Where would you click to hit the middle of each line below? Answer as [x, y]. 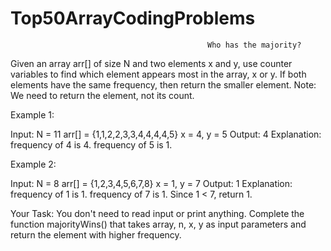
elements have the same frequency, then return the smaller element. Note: [163, 84]
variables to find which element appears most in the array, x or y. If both [158, 74]
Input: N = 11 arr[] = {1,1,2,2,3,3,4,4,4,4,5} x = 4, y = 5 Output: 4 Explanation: [166, 134]
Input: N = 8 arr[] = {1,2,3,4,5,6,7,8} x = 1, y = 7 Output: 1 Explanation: [151, 183]
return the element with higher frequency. [96, 234]
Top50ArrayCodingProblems [133, 18]
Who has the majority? [254, 45]
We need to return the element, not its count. [102, 95]
